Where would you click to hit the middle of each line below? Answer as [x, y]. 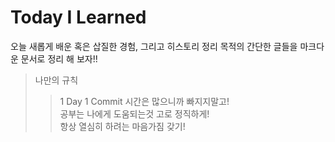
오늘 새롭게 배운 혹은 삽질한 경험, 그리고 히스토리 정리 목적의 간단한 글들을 [154, 46]
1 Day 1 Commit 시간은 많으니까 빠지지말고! [144, 101]
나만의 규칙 [56, 80]
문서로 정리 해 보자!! [59, 58]
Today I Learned [78, 17]
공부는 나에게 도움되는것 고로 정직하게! [134, 113]
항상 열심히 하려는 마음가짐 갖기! [122, 126]
